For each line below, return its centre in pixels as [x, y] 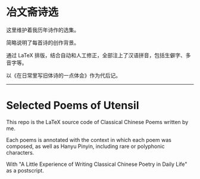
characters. [20, 152]
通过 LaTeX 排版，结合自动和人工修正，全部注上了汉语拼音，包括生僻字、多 [99, 55]
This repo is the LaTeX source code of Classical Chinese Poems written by [97, 122]
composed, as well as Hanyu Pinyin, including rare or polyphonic [85, 146]
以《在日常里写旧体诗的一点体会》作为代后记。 [63, 75]
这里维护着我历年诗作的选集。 [43, 30]
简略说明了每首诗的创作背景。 [43, 42]
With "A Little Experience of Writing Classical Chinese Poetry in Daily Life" [97, 164]
